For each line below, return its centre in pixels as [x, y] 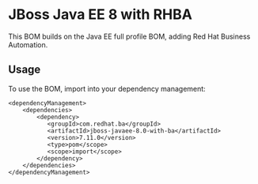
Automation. [28, 44]
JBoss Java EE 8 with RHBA [100, 15]
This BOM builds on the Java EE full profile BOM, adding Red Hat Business [129, 36]
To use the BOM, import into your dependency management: [107, 88]
